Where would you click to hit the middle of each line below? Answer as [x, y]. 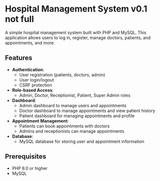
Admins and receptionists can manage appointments [72, 131]
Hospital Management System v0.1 [76, 9]
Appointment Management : [40, 121]
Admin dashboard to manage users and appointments [73, 105]
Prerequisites [26, 157]
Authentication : [28, 70]
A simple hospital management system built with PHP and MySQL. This [76, 32]
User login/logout [36, 80]
